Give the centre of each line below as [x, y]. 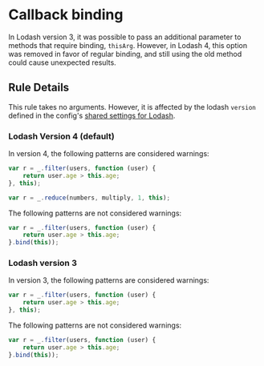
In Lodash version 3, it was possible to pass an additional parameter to [125, 37]
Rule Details [39, 88]
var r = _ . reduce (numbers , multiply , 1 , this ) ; [89, 198]
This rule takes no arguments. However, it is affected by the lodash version [132, 107]
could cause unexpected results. [62, 62]
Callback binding [66, 15]
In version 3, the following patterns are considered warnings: [109, 280]
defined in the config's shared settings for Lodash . [92, 115]
